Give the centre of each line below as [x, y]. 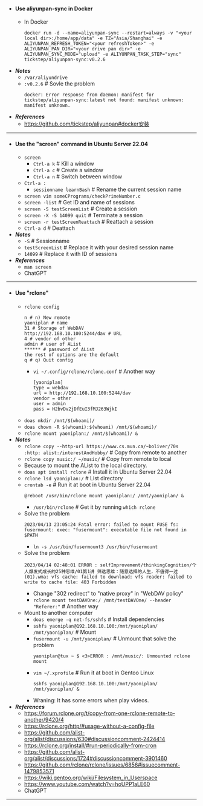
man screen [38, 267]
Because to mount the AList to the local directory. [85, 465]
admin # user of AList [53, 344]
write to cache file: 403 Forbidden [70, 582]
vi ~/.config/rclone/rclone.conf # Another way [94, 371]
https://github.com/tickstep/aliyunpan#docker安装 [87, 124]
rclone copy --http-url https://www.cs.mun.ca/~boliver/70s [101, 446]
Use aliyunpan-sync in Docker [54, 8]
